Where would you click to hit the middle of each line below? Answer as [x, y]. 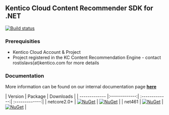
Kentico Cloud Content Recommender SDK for [79, 8]
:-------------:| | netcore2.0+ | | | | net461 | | [88, 102]
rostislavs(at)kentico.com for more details [56, 63]
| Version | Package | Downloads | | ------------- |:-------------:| [72, 96]
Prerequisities [23, 41]
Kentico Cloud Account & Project [46, 52]
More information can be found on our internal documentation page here [81, 87]
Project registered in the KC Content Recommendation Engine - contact [87, 58]
